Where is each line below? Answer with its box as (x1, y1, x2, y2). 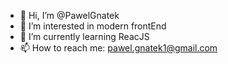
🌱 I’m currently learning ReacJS (19, 31, 150, 42)
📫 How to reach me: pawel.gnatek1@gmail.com (19, 42, 218, 54)
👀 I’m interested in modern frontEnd (19, 20, 167, 32)
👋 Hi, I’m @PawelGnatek (19, 10, 120, 21)
